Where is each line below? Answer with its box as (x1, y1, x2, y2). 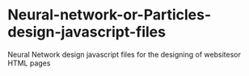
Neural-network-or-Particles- (7, 6, 212, 24)
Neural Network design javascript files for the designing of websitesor (7, 49, 242, 59)
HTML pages (7, 58, 51, 68)
